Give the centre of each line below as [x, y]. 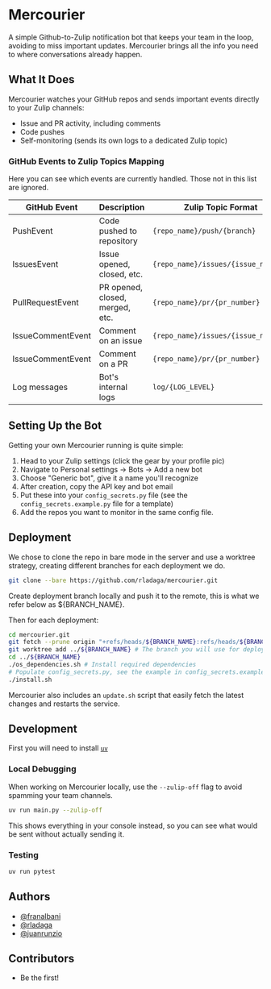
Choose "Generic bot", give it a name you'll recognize [109, 478]
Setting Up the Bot [55, 426]
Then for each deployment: [54, 620]
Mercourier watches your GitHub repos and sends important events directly [134, 99]
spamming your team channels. [60, 795]
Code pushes [42, 131]
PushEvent [33, 231]
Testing [23, 854]
